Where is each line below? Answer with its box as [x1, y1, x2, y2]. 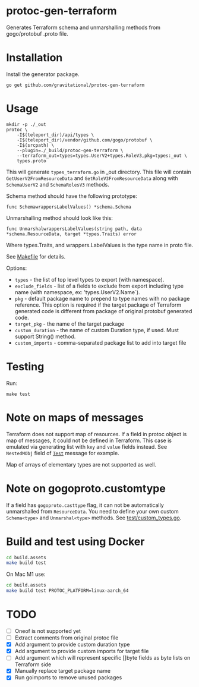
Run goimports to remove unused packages [14, 674, 122, 681]
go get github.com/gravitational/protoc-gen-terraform [6, 82, 145, 88]
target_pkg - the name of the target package [14, 320, 125, 327]
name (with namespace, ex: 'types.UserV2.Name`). [14, 288, 141, 295]
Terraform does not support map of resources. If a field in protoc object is [6, 430, 187, 437]
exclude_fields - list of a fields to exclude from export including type [14, 282, 184, 289]
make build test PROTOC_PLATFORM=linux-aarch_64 [6, 588, 129, 594]
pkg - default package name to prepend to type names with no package [14, 295, 190, 302]
